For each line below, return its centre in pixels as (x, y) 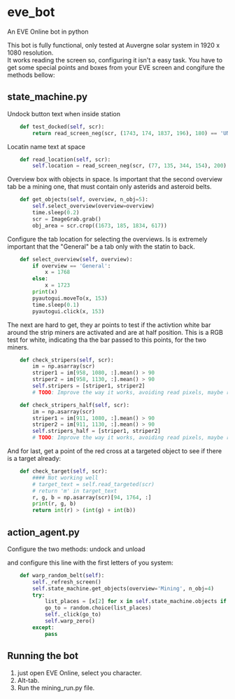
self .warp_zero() (70, 621)
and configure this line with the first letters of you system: (90, 562)
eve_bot (31, 12)
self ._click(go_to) (73, 615)
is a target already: (34, 458)
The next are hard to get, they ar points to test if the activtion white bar (109, 325)
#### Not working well (65, 478)
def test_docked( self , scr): (62, 127)
